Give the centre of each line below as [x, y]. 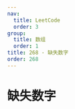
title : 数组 [30, 40]
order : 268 [23, 59]
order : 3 [26, 27]
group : [17, 33]
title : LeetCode [37, 20]
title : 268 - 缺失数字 [38, 53]
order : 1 [26, 46]
